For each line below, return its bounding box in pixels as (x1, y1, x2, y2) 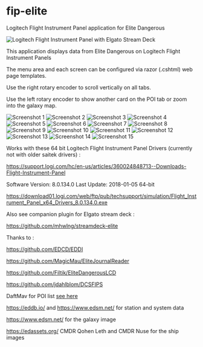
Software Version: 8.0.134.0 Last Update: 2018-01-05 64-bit (6, 180, 155, 188)
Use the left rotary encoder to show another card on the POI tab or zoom (6, 95, 187, 103)
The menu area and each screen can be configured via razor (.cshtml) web (6, 65, 193, 73)
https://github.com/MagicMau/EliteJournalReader (6, 257, 130, 264)
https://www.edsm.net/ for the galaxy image (6, 316, 117, 323)
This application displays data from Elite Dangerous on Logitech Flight (6, 47, 181, 55)
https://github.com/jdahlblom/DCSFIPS (6, 281, 103, 288)
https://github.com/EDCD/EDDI (6, 246, 83, 253)
